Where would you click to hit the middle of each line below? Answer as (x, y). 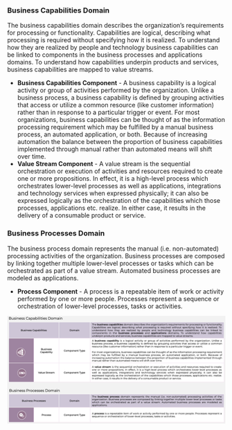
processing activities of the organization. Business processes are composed (116, 256)
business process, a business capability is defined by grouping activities (121, 98)
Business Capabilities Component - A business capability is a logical (117, 83)
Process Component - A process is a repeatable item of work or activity (121, 291)
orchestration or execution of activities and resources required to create (120, 171)
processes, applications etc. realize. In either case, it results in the (111, 208)
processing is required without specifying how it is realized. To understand (114, 40)
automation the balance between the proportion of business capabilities (120, 142)
